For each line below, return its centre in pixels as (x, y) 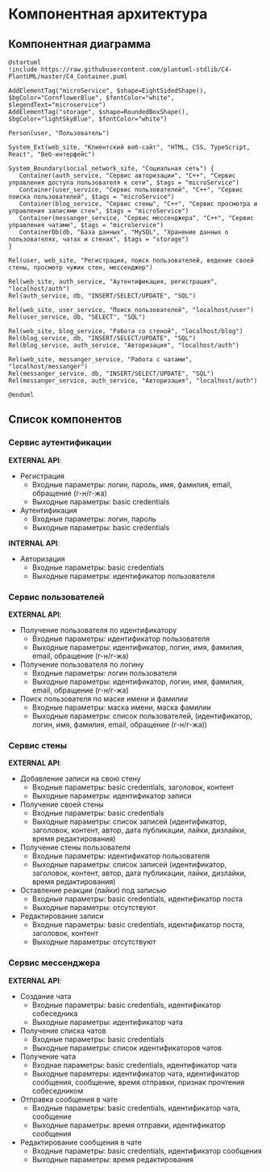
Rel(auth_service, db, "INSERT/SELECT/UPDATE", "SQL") (102, 296)
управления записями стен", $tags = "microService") (99, 211)
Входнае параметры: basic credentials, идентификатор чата (135, 1064)
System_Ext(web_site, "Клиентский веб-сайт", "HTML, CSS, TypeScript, (129, 147)
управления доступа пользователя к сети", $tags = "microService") (124, 183)
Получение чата (48, 1056)
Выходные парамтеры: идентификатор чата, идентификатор (136, 1073)
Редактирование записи (62, 916)
